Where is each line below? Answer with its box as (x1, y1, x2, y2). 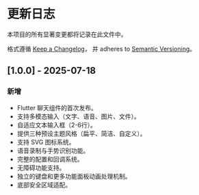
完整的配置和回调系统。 (16, 155, 83, 163)
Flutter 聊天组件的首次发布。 (16, 103, 98, 112)
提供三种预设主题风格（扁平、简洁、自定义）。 (16, 129, 146, 138)
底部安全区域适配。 (16, 181, 72, 189)
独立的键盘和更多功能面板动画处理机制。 (16, 172, 131, 180)
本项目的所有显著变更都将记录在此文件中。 (7, 30, 127, 38)
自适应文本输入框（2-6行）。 (16, 120, 97, 129)
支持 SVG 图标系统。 (16, 138, 75, 146)
